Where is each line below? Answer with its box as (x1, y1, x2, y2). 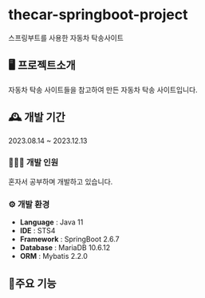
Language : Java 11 (19, 217, 84, 227)
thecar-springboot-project (8, 6, 188, 24)
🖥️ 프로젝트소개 (8, 58, 76, 73)
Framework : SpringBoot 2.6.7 (19, 234, 120, 244)
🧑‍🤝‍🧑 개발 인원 (8, 157, 59, 169)
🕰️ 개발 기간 (8, 110, 65, 125)
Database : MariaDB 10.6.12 (19, 243, 111, 252)
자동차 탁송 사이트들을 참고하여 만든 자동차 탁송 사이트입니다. (8, 85, 198, 94)
